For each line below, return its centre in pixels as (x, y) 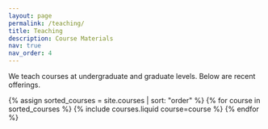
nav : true (25, 46)
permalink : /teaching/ (46, 23)
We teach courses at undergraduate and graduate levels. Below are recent (132, 76)
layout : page (30, 16)
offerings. (25, 85)
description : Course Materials (61, 38)
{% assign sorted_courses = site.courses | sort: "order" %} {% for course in (134, 100)
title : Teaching (36, 31)
